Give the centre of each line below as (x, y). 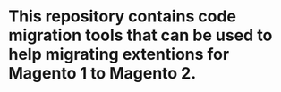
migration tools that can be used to (140, 35)
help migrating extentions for (119, 54)
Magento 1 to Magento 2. (102, 74)
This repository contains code (123, 17)
